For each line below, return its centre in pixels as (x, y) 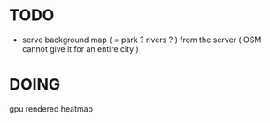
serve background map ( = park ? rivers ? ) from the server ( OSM (142, 40)
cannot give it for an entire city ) (80, 48)
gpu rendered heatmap (51, 109)
